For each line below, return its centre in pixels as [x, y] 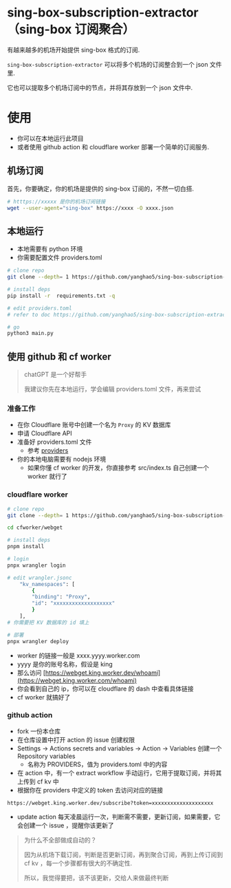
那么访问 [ [31, 673]
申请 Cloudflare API [44, 433]
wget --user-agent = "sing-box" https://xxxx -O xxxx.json [90, 208]
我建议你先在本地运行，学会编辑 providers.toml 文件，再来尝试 [112, 389]
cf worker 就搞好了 [44, 697]
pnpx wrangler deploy [38, 641]
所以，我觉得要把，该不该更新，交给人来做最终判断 [96, 878]
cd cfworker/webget [35, 528]
